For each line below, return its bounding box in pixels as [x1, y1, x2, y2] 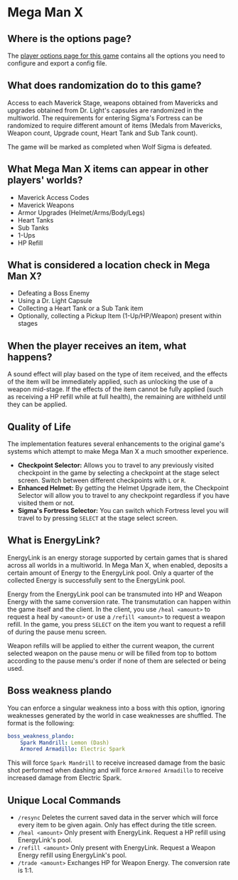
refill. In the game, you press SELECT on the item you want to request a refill [7, 620, 226, 628]
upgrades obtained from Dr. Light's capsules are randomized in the [7, 106, 204, 115]
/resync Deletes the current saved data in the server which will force [17, 813, 219, 822]
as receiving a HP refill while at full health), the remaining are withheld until [7, 393, 226, 401]
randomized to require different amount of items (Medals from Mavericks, [7, 121, 222, 129]
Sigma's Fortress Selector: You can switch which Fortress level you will [17, 507, 229, 515]
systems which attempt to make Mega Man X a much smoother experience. [7, 447, 229, 456]
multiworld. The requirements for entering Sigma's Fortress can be [7, 113, 202, 122]
